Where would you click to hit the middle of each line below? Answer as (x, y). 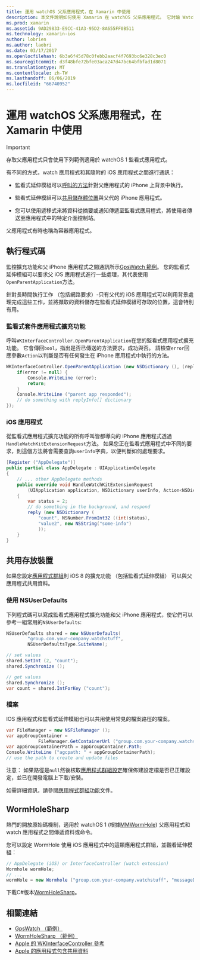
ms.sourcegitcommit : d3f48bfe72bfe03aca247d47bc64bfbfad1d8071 (86, 62)
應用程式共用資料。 (30, 583)
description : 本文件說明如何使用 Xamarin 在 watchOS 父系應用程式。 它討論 (93, 17)
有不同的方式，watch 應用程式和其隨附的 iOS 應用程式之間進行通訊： (90, 172)
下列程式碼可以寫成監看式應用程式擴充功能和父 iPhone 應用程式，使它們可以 (100, 614)
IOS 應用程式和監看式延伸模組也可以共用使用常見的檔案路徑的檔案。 (90, 719)
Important (18, 147)
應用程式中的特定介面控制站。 (62, 218)
